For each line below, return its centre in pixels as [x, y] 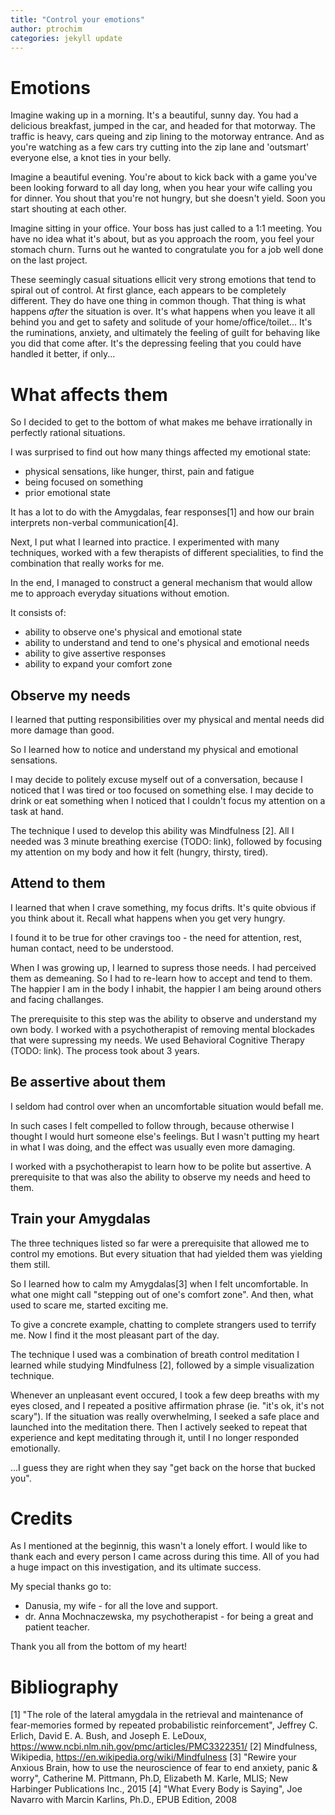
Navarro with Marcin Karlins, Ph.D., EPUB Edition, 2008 [124, 1800]
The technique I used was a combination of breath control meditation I [155, 1354]
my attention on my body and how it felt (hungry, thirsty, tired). [139, 852]
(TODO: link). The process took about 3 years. [105, 1050]
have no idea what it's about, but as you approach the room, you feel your [162, 239]
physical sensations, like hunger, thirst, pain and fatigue [139, 472]
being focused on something [84, 482]
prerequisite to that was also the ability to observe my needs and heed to [160, 1177]
